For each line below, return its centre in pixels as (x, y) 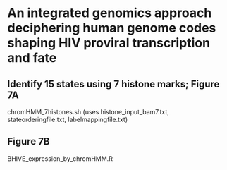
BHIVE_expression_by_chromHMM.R (60, 158)
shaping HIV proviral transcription (109, 43)
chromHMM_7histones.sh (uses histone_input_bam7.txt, (88, 112)
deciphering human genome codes (112, 28)
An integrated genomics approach (110, 13)
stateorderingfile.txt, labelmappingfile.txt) (68, 119)
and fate (32, 58)
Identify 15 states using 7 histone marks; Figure (114, 84)
